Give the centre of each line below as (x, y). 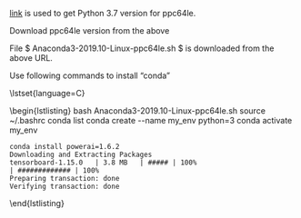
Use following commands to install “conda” (90, 75)
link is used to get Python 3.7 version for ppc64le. (103, 13)
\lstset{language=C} (47, 93)
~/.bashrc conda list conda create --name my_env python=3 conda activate (151, 120)
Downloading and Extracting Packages (81, 154)
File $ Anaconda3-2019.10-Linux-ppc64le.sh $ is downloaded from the (142, 48)
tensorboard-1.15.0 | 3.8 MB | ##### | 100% (103, 163)
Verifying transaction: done (65, 186)
